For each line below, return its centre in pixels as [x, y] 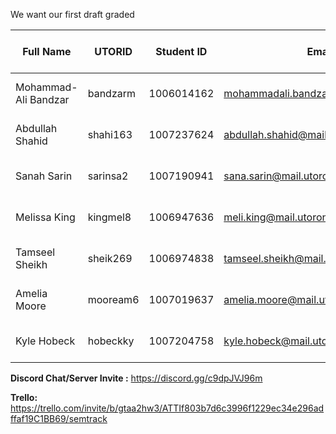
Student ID [181, 51]
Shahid [31, 141]
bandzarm [111, 93]
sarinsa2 [108, 176]
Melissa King [45, 217]
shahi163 [110, 134]
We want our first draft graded [72, 14]
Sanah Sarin [44, 176]
